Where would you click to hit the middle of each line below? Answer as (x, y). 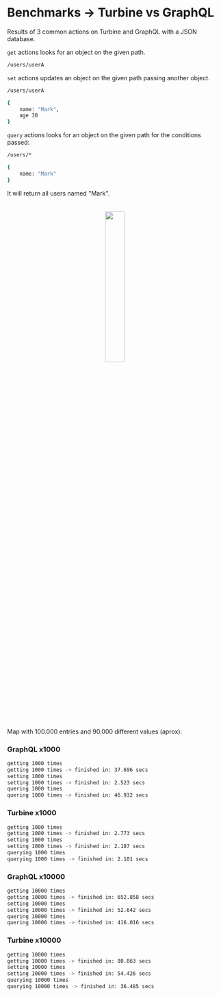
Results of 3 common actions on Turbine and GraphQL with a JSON (102, 32)
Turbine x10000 (34, 940)
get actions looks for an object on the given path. (76, 52)
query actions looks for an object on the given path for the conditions (104, 135)
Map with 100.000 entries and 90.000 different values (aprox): (95, 731)
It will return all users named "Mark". (58, 193)
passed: (18, 143)
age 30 (29, 116)
